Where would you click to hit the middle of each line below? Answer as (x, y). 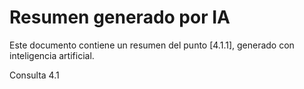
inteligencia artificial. (52, 55)
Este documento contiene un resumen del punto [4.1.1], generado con (152, 45)
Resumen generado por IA (120, 17)
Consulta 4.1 (34, 75)
